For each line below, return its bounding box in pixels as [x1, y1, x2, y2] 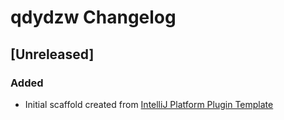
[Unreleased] [10, 46, 95, 63]
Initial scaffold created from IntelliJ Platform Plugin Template [24, 98, 274, 110]
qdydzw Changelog [10, 6, 177, 29]
